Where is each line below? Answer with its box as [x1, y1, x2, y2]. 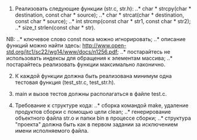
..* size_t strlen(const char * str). [14, 24, 96, 31]
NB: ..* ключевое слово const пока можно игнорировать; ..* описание [6, 36, 186, 42]
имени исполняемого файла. [14, 127, 89, 134]
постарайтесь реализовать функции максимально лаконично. [6, 61, 166, 68]
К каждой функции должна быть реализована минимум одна [14, 73, 172, 79]
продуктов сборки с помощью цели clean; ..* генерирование [14, 108, 171, 115]
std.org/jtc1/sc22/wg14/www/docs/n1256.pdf [6, 48, 118, 55]
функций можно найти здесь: [6, 42, 81, 49]
